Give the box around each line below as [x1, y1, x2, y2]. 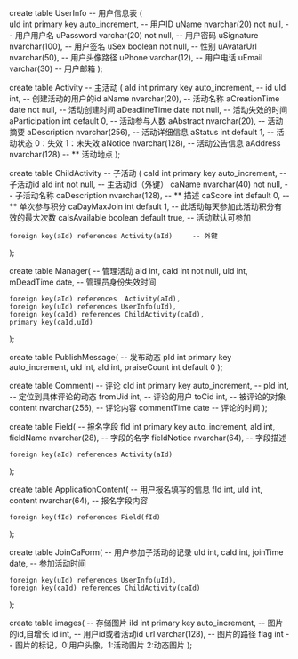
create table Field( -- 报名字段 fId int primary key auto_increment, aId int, [9, 422, 276, 431]
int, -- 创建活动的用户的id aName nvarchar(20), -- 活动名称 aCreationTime [9, 93, 280, 104]
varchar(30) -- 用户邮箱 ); [9, 63, 103, 74]
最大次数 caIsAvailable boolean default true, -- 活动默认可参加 [24, 213, 252, 222]
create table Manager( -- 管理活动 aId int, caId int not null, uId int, [9, 266, 248, 276]
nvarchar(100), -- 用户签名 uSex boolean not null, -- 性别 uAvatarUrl [9, 41, 258, 52]
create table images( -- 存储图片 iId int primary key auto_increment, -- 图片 [9, 617, 284, 628]
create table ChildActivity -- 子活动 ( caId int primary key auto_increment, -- [9, 168, 287, 178]
